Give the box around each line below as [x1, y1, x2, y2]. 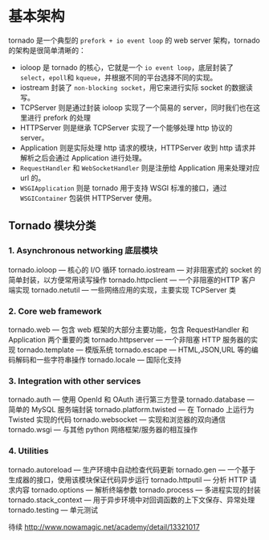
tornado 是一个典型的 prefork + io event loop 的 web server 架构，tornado [8, 35, 261, 45]
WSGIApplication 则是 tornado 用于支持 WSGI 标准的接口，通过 [19, 182, 227, 193]
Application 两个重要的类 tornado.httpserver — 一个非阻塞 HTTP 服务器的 [8, 334, 251, 344]
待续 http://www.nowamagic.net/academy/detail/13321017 [8, 522, 200, 531]
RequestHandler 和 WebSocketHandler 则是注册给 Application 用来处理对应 [19, 162, 260, 173]
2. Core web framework [8, 305, 102, 317]
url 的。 [19, 173, 46, 182]
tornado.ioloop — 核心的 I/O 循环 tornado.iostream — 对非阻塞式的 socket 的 [8, 264, 262, 274]
